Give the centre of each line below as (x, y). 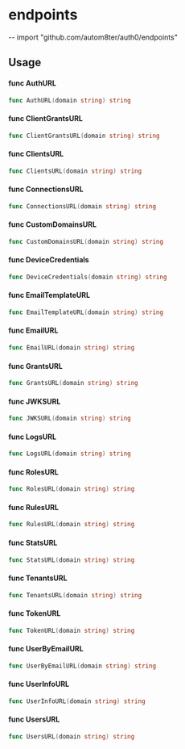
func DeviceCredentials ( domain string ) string (88, 277)
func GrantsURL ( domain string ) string (73, 383)
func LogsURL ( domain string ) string (70, 454)
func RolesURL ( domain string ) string (72, 489)
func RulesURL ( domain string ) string (72, 525)
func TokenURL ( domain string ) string (72, 630)
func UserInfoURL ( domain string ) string (77, 701)
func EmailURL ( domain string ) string (72, 348)
